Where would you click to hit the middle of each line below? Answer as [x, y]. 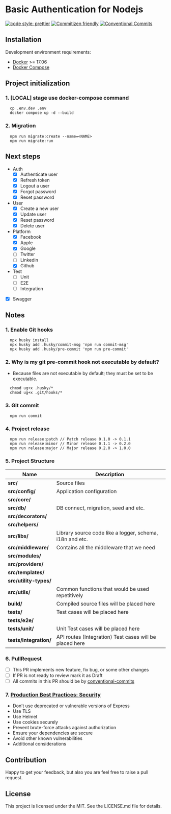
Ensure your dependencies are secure [53, 733]
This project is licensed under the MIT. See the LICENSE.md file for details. [83, 806]
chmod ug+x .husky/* [32, 388]
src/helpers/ [23, 524]
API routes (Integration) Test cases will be [106, 637]
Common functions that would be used [103, 589]
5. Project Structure [30, 461]
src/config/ [22, 491]
